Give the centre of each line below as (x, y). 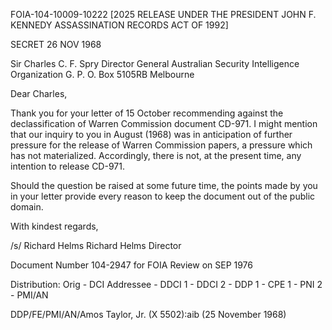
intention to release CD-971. (67, 166)
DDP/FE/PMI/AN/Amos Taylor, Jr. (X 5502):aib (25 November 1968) (148, 314)
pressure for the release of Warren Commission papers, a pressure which (161, 145)
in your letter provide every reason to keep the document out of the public (163, 196)
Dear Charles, (39, 93)
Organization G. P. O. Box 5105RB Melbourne (102, 74)
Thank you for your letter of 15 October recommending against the (147, 113)
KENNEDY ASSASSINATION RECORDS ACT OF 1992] (119, 25)
